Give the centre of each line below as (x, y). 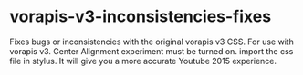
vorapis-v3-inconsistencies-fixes (141, 17)
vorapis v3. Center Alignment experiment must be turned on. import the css (151, 51)
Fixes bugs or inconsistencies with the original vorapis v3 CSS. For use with (152, 42)
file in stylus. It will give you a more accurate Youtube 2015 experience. (143, 61)
